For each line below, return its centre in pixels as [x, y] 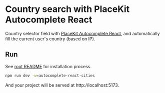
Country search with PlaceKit [67, 9]
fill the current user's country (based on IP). [50, 39]
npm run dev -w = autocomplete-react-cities [50, 76]
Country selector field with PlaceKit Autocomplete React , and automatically [82, 33]
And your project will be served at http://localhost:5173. [62, 85]
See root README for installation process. [48, 66]
